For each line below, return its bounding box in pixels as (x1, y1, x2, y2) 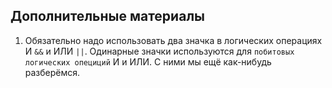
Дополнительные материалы (10, 8, 206, 25)
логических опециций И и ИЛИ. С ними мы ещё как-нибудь (24, 55, 272, 68)
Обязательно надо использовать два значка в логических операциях (24, 34, 323, 46)
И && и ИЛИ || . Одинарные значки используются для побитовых (24, 45, 295, 57)
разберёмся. (24, 66, 81, 78)
